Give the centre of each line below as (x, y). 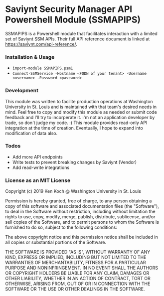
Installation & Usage (30, 57)
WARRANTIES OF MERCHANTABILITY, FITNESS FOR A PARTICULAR (76, 263)
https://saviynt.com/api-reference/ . (41, 44)
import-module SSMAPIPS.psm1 (43, 68)
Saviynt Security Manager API (69, 9)
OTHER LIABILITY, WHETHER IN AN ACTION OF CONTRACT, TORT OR (78, 279)
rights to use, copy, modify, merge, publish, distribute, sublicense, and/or (80, 217)
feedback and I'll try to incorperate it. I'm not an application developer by (80, 117)
